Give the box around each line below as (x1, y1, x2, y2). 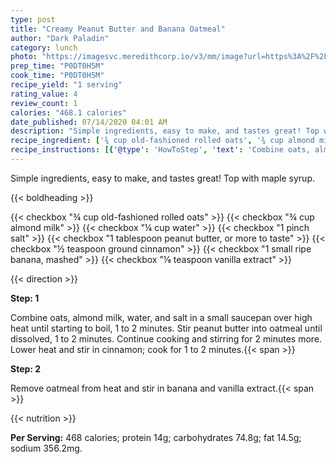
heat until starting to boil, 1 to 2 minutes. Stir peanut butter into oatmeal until (10, 322, 323, 334)
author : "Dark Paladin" (10, 33, 110, 43)
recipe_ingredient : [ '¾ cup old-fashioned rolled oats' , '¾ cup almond (10, 136, 315, 146)
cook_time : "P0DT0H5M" (10, 71, 105, 81)
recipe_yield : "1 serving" (10, 80, 123, 90)
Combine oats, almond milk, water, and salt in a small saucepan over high (10, 311, 313, 323)
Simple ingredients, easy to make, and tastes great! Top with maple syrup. (10, 172, 315, 184)
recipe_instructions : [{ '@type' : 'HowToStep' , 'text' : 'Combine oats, (10, 145, 311, 155)
